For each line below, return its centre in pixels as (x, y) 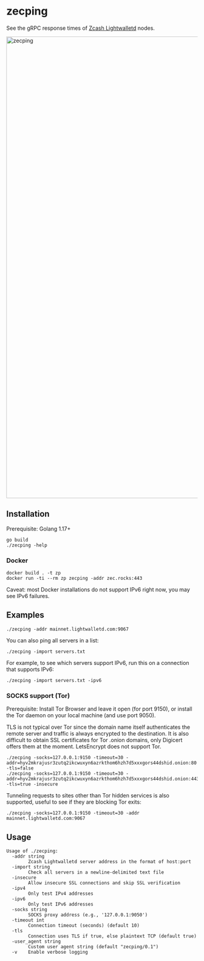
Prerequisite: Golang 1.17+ (39, 529)
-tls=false (20, 768)
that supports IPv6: (30, 669)
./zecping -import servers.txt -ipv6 (54, 680)
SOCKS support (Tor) (38, 695)
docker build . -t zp (34, 573)
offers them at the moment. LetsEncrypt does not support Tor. (84, 746)
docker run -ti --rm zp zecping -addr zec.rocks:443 (74, 579)
